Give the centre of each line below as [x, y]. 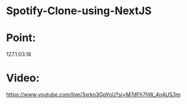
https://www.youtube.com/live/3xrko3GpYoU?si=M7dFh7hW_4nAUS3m [93, 95]
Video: [23, 78]
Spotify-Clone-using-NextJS [79, 11]
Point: [21, 38]
